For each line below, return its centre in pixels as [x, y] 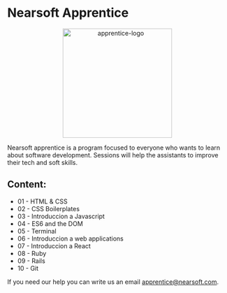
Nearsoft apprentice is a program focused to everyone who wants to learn [114, 148]
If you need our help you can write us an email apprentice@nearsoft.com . [113, 282]
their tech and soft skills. [43, 162]
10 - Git [28, 268]
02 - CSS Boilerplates [49, 208]
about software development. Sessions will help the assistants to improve [113, 155]
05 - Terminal [37, 231]
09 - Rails [31, 261]
